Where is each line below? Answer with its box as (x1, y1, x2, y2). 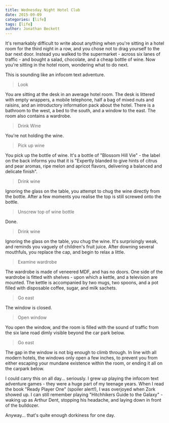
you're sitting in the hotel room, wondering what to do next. (5, 62, 129, 68)
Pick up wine (17, 143, 45, 149)
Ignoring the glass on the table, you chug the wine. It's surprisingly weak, (5, 238, 158, 244)
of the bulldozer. (5, 402, 39, 409)
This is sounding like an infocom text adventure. (5, 72, 105, 78)
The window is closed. (5, 305, 52, 311)
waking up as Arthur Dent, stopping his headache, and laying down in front (5, 397, 161, 403)
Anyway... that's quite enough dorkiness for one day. (5, 412, 115, 418)
